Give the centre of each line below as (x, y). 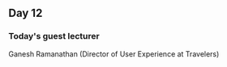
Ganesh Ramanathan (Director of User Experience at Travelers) (114, 54)
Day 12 (26, 13)
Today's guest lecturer (54, 36)
